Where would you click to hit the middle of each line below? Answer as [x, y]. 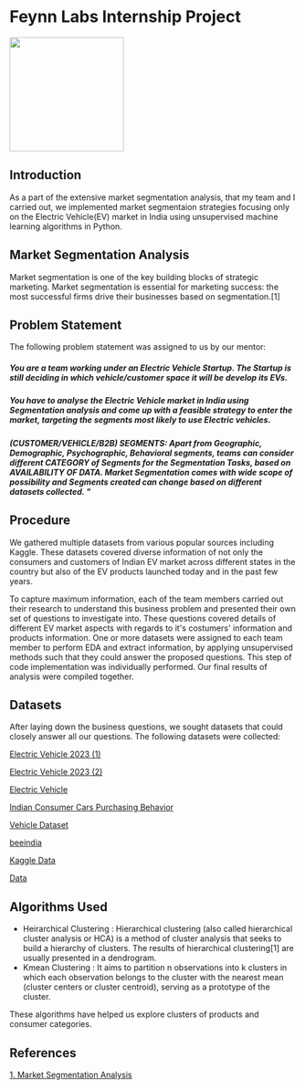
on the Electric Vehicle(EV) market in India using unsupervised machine [144, 216]
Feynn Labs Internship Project [126, 17]
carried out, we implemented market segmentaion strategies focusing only [150, 206]
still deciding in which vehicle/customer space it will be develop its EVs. [149, 377]
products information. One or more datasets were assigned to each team [146, 637]
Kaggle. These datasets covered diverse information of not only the [136, 552]
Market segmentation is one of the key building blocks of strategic [134, 277]
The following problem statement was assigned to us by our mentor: [138, 347]
